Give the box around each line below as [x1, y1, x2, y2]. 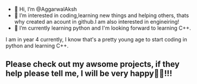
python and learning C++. [5, 42, 69, 49]
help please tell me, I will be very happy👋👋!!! [5, 69, 173, 79]
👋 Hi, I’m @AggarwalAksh [14, 6, 77, 12]
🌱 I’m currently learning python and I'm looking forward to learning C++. [14, 24, 191, 31]
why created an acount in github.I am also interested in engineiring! [14, 18, 180, 25]
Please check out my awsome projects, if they [5, 59, 180, 69]
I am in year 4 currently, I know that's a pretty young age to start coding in [5, 36, 187, 43]
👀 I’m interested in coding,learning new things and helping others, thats [14, 12, 189, 19]
